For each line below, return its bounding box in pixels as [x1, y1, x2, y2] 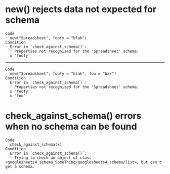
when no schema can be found [5, 121, 138, 133]
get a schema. [5, 164, 35, 169]
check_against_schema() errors [5, 110, 142, 122]
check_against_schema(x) [10, 142, 62, 147]
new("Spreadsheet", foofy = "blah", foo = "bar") [10, 71, 116, 76]
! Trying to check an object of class [10, 155, 92, 160]
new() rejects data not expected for [5, 4, 157, 15]
